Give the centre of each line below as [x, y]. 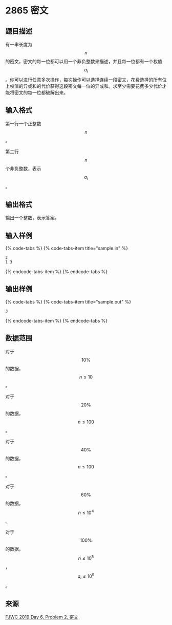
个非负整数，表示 [23, 168]
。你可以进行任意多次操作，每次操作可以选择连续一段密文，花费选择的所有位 [86, 80]
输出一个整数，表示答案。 [32, 218]
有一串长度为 [19, 44]
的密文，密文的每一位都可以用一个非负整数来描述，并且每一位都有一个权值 [84, 61]
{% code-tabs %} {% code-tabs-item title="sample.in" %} [67, 248]
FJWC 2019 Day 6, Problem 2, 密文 [42, 617]
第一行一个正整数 [23, 123]
